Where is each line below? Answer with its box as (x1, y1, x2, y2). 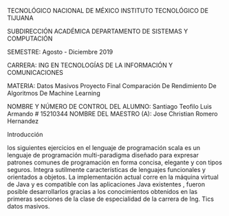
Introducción (7, 131, 43, 138)
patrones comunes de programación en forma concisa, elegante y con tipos (7, 158, 222, 166)
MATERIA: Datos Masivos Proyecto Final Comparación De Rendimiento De (7, 82, 217, 89)
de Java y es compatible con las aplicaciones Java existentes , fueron (7, 180, 206, 188)
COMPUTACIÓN (7, 34, 53, 43)
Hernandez (7, 117, 39, 125)
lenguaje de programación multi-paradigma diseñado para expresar (7, 151, 199, 159)
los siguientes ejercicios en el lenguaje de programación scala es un (7, 144, 201, 151)
